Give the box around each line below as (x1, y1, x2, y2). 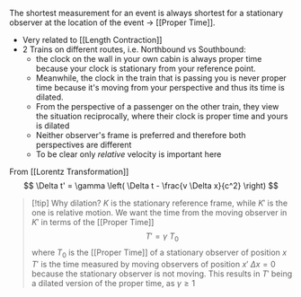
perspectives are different (35, 139, 132, 150)
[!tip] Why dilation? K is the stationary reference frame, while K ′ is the (31, 197, 288, 208)
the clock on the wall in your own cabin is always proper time (35, 54, 262, 64)
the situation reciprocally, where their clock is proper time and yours (35, 111, 288, 121)
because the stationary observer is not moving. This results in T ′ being (31, 268, 293, 279)
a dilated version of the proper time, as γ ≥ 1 (31, 277, 196, 288)
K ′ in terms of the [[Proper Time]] (31, 217, 155, 227)
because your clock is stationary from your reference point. (35, 63, 256, 74)
